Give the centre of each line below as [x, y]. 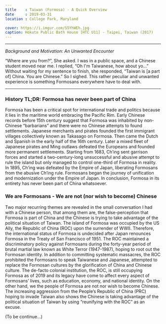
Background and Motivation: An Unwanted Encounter [60, 51]
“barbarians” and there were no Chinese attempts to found [83, 126]
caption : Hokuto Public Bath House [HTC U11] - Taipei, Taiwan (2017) [79, 33]
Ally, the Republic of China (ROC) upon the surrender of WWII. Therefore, [80, 228]
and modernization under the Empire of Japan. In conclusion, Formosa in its [82, 178]
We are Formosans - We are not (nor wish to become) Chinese [81, 196]
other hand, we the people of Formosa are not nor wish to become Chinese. [82, 286]
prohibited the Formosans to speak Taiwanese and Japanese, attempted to [81, 260]
